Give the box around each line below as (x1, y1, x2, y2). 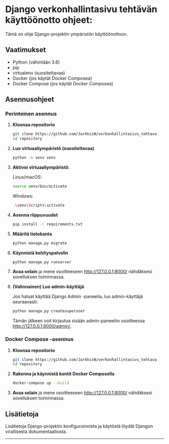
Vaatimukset (5, 45, 46, 54)
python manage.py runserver (12, 259, 71, 265)
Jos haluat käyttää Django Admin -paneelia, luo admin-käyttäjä (12, 293, 143, 300)
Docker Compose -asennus (5, 336, 74, 343)
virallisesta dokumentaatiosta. (5, 428, 67, 435)
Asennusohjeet (5, 95, 54, 104)
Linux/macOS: (12, 174, 42, 180)
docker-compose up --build (12, 380, 69, 386)
